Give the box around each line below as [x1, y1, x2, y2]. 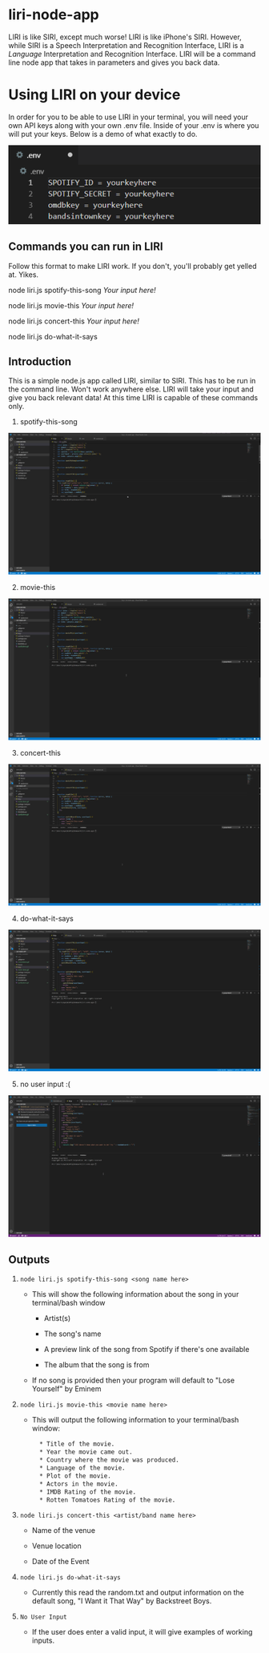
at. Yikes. [8, 270, 38, 279]
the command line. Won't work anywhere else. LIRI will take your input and [8, 384, 254, 394]
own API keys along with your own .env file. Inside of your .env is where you [8, 120, 259, 130]
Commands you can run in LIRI [8, 240, 163, 254]
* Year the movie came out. [38, 1448, 134, 1456]
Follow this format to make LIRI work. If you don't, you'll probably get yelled [8, 261, 257, 271]
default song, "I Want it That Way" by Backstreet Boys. [31, 1596, 212, 1606]
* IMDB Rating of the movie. [38, 1488, 137, 1496]
